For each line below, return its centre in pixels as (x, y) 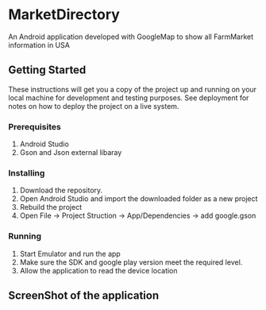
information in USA (39, 45)
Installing (27, 172)
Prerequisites (35, 126)
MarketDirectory (64, 15)
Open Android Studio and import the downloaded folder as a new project (139, 199)
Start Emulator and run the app (70, 254)
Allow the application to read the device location (98, 270)
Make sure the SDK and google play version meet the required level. (131, 262)
